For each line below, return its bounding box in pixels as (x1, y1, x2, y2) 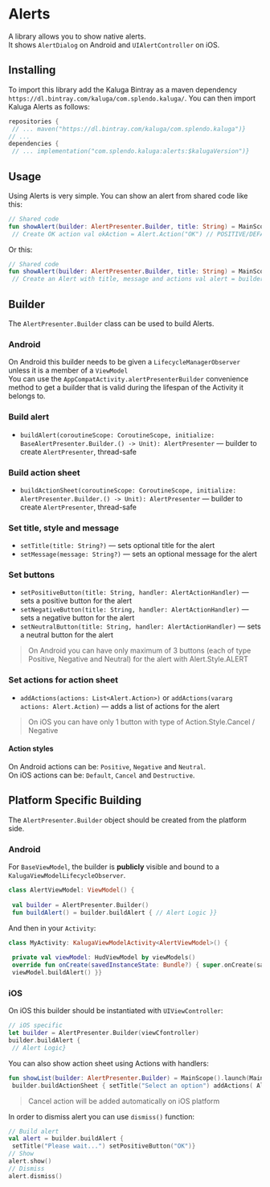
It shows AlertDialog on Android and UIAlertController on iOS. (8, 39, 220, 49)
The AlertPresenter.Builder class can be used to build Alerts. (8, 319, 215, 328)
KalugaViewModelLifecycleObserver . (8, 871, 126, 880)
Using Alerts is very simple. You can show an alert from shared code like (8, 191, 248, 200)
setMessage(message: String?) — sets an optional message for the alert (19, 549, 257, 559)
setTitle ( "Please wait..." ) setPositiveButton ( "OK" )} (11, 1142, 196, 1151)
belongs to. (8, 391, 46, 401)
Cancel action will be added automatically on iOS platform (27, 1096, 220, 1106)
